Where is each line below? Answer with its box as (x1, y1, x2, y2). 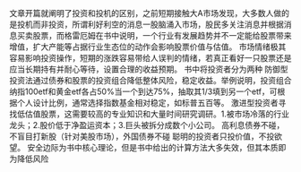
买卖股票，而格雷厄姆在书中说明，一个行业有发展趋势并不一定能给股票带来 (16, 30, 292, 40)
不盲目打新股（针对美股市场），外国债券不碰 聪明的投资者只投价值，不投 (9, 131, 275, 142)
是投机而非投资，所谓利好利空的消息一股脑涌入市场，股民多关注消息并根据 (9, 19, 284, 30)
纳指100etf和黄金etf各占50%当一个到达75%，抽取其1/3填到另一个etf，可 (9, 86, 278, 97)
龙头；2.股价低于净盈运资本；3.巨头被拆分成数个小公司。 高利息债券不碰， (9, 120, 285, 130)
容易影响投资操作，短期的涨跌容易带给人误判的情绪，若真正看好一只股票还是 (9, 53, 292, 63)
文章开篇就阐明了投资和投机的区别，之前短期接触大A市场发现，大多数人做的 (9, 8, 289, 18)
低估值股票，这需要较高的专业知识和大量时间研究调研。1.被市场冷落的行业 (16, 108, 289, 119)
